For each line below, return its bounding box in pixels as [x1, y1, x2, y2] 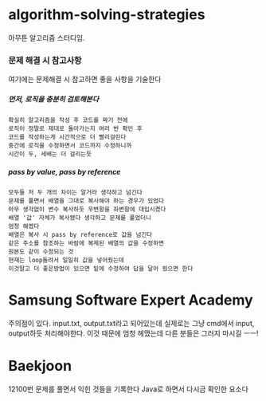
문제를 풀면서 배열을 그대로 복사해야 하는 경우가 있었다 [8, 197, 165, 205]
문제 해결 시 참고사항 [8, 54, 82, 65]
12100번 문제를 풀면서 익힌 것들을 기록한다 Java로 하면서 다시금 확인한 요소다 [8, 384, 248, 394]
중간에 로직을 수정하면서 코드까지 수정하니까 [8, 142, 132, 150]
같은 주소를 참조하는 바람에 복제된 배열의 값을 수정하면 [8, 239, 165, 248]
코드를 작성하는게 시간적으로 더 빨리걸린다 [8, 133, 127, 141]
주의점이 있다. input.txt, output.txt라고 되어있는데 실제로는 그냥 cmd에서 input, [8, 319, 255, 328]
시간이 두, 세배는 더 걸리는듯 [8, 150, 92, 159]
